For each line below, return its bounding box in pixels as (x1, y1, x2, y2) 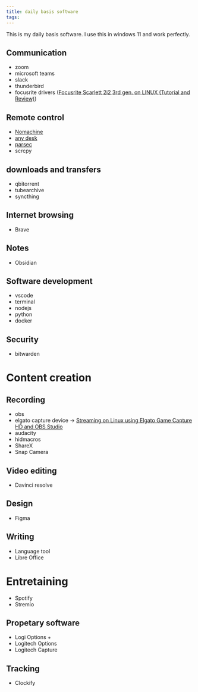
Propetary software (6, 618, 80, 628)
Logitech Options (14, 640, 58, 647)
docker (14, 317, 33, 324)
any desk (14, 134, 37, 142)
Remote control (6, 112, 64, 123)
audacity (14, 430, 37, 437)
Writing (6, 532, 34, 542)
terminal (14, 298, 36, 305)
